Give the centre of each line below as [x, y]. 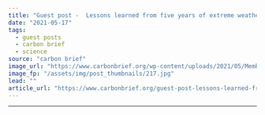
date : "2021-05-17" [40, 23]
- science [31, 52]
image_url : [26, 66]
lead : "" [22, 81]
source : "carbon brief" [47, 59]
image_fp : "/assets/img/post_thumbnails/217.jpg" [91, 74]
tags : [17, 30]
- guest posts [38, 37]
